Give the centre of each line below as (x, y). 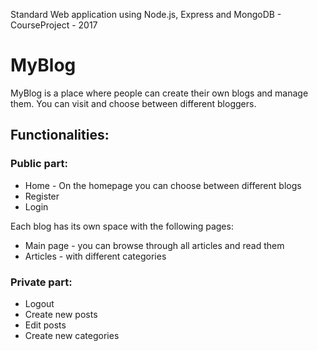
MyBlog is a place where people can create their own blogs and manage (159, 93)
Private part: (41, 282)
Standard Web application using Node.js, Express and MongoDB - (146, 14)
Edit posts (45, 325)
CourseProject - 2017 (54, 25)
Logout (39, 303)
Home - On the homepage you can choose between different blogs (163, 185)
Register (42, 196)
